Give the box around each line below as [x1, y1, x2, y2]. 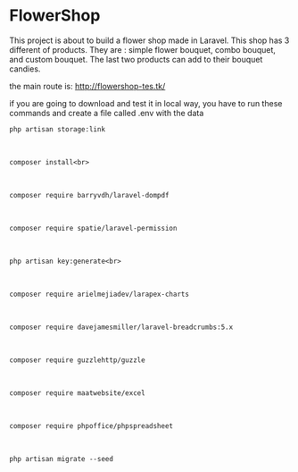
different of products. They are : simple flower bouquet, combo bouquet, [9, 44, 277, 55]
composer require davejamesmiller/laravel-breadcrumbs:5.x [9, 323, 234, 332]
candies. [9, 63, 41, 74]
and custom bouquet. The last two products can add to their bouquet [9, 54, 263, 64]
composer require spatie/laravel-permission [9, 223, 178, 232]
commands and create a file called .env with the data [9, 107, 204, 118]
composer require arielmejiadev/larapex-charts [9, 290, 190, 299]
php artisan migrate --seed [9, 454, 114, 463]
